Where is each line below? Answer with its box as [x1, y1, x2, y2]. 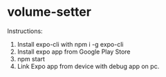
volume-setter [7, 4, 92, 20]
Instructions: [7, 27, 43, 35]
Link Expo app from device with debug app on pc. [17, 62, 160, 70]
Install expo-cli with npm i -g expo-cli [17, 40, 124, 48]
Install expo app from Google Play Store [17, 47, 131, 56]
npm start [17, 54, 45, 63]
